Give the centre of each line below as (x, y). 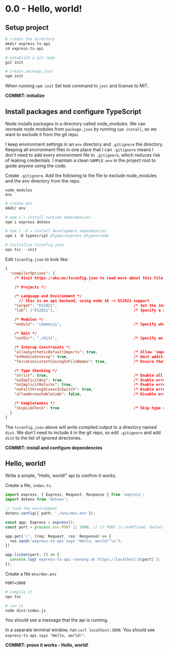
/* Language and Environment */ (48, 296)
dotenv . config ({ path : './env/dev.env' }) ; (50, 513)
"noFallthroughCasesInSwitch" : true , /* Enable (84, 389)
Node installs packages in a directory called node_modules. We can (75, 123)
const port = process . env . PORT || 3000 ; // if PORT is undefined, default (85, 527)
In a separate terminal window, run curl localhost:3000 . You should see (80, 630)
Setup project (27, 28)
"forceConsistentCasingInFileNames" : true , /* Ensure (84, 361)
